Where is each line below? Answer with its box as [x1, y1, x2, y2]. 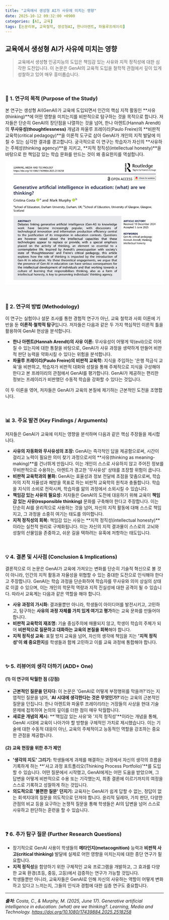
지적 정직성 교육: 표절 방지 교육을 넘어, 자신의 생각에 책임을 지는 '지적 [12, 633, 148, 639]
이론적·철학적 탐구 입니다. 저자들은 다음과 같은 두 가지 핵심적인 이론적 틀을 [20, 322, 163, 328]
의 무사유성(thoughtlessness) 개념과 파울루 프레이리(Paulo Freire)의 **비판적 [5, 126, 160, 132]
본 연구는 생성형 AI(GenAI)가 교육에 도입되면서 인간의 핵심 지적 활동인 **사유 [5, 107, 156, 113]
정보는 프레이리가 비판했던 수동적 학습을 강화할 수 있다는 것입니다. [12, 376, 142, 382]
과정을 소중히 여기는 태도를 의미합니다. [28, 511, 104, 517]
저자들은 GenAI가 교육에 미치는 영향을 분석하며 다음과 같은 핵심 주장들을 [5, 431, 147, 437]
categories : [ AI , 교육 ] [5, 19, 53, 24]
